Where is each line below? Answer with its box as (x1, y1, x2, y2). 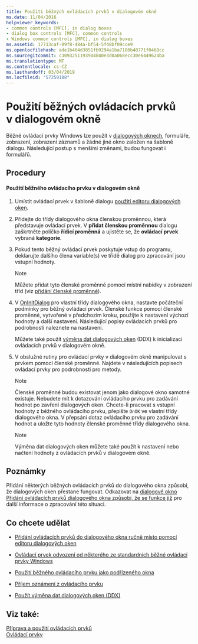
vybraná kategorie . (14, 234, 62, 241)
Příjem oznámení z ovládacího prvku (14, 580, 103, 588)
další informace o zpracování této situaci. (6, 500, 106, 508)
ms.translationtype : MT (6, 58, 65, 64)
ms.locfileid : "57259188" (6, 74, 70, 80)
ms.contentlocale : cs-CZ (6, 63, 67, 70)
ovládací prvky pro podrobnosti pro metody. (14, 366, 122, 373)
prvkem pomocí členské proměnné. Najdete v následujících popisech (14, 359, 183, 366)
